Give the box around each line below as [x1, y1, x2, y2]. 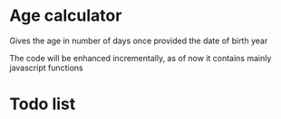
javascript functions [9, 62, 83, 73]
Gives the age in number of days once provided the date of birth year [9, 35, 268, 46]
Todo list [9, 94, 76, 114]
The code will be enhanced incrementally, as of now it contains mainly [9, 52, 272, 63]
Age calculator [9, 5, 122, 26]
